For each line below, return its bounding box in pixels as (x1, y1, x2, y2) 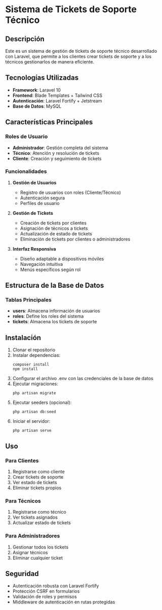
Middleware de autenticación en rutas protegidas (12, 599, 115, 605)
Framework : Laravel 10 (12, 87, 61, 93)
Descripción (5, 35, 45, 43)
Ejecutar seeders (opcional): (12, 399, 72, 405)
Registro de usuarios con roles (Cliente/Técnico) (20, 189, 121, 195)
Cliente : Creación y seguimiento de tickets (12, 155, 102, 161)
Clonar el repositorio (12, 347, 56, 353)
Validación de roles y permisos (12, 594, 77, 600)
